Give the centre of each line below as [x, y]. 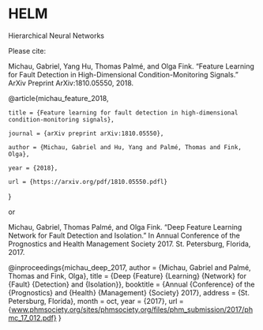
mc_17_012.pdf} [32, 317]
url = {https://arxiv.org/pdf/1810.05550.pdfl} [88, 182]
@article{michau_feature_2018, [58, 98]
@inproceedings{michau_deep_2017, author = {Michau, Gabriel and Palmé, [130, 267]
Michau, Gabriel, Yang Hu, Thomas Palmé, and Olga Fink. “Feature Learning [131, 66]
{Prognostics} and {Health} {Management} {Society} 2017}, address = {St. [129, 292]
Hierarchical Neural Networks [56, 36]
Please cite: [27, 51]
